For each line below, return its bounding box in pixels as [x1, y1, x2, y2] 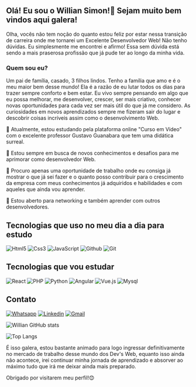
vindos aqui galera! [6, 15, 78, 25]
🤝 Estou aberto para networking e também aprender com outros [6, 197, 160, 204]
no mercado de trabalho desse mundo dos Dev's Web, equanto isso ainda [6, 350, 185, 357]
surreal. [6, 138, 25, 145]
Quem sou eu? [6, 64, 48, 72]
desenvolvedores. [6, 203, 50, 211]
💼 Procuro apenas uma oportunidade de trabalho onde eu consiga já [6, 167, 171, 174]
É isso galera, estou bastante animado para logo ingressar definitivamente [6, 344, 185, 351]
